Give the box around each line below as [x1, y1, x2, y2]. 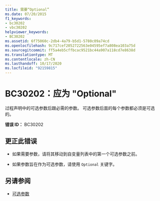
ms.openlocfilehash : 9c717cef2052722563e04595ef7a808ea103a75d [5, 43, 136, 48]
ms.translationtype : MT [5, 52, 53, 57]
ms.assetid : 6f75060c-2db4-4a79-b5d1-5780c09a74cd [5, 39, 110, 44]
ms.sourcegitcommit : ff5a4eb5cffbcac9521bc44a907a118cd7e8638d [5, 48, 136, 52]
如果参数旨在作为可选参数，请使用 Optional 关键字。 [12, 161, 117, 167]
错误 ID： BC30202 [5, 121, 44, 127]
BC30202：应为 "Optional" [5, 88, 117, 100]
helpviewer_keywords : [5, 30, 49, 34]
